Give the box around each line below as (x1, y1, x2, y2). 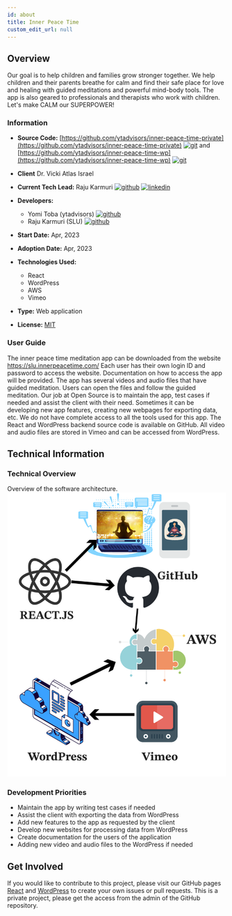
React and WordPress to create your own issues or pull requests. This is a (7, 887, 219, 895)
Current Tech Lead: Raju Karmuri (17, 183, 113, 192)
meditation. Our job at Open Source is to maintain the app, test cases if (7, 391, 210, 399)
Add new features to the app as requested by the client (17, 818, 175, 827)
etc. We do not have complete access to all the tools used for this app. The (7, 413, 222, 421)
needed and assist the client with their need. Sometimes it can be (7, 398, 194, 407)
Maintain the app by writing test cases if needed (17, 803, 156, 812)
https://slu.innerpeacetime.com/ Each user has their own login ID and (7, 361, 206, 369)
